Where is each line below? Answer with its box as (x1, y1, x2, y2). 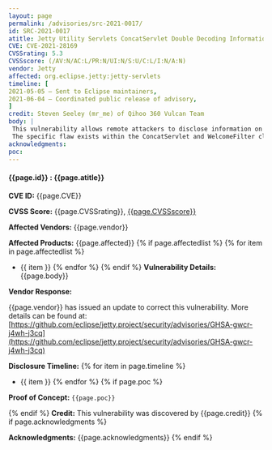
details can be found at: (8, 311, 87, 320)
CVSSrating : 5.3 (8, 49, 63, 58)
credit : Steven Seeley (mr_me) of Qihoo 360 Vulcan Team (8, 110, 205, 118)
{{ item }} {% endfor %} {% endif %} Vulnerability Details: (19, 262, 217, 272)
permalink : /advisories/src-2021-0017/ (8, 19, 143, 28)
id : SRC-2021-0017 (8, 27, 70, 35)
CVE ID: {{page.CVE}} (8, 191, 83, 200)
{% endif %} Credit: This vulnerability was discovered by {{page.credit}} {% (8, 408, 263, 418)
